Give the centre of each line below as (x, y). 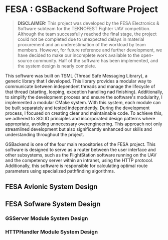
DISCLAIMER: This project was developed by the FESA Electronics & (88, 23)
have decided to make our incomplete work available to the (78, 55)
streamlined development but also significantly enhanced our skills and (78, 129)
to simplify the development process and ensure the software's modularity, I (84, 97)
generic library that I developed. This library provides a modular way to (78, 81)
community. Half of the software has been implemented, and (96, 60)
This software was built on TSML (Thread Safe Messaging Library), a (76, 75)
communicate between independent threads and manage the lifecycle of (80, 86)
